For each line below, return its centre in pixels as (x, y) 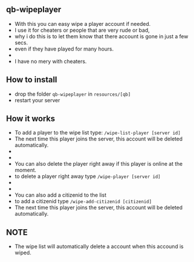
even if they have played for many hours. (64, 49)
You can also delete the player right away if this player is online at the (98, 164)
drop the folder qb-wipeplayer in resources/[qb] (73, 94)
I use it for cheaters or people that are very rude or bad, (82, 30)
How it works (31, 119)
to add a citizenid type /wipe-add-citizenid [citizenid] (83, 201)
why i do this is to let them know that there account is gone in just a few (101, 36)
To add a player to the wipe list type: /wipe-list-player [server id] (98, 133)
